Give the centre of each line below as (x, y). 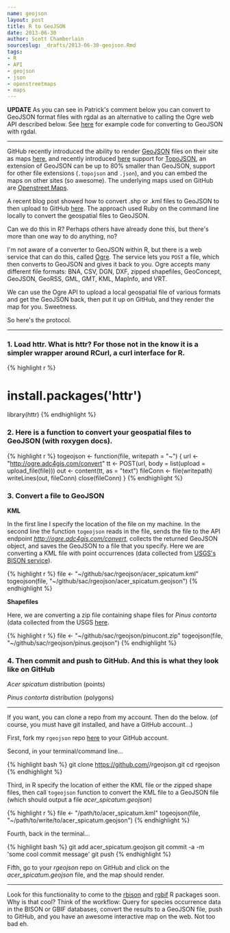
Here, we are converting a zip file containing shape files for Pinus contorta (112, 615)
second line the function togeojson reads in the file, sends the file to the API (114, 531)
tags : (15, 52)
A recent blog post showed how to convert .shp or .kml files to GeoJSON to (113, 201)
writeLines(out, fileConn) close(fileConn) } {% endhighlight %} (95, 477)
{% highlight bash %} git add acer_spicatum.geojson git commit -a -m (106, 847)
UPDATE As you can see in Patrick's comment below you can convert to (109, 110)
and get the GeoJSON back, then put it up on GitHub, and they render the (111, 300)
